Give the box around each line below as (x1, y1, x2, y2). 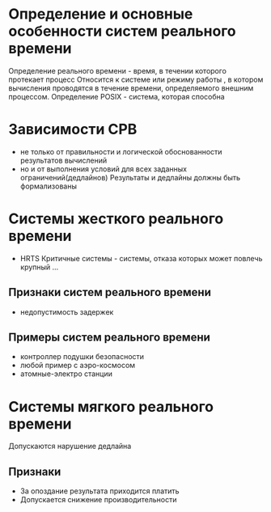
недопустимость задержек (19, 307, 114, 316)
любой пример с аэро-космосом (19, 361, 136, 370)
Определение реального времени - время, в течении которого (8, 66, 227, 75)
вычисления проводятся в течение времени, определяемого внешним (8, 83, 254, 93)
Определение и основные (8, 5, 193, 23)
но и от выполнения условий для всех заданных (19, 163, 188, 174)
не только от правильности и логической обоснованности (19, 146, 222, 156)
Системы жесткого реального (8, 209, 224, 228)
